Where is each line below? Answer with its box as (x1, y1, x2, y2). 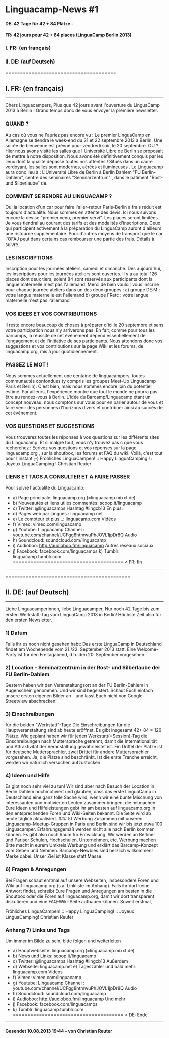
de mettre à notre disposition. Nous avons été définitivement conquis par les (5, 153, 163, 159)
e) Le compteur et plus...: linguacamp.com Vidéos (12, 516, 116, 522)
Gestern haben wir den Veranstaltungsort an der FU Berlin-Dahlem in (5, 682, 148, 688)
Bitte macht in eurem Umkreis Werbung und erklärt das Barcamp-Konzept (5, 842, 158, 848)
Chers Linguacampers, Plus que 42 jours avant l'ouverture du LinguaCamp (5, 102, 160, 108)
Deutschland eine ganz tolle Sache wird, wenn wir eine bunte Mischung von (5, 794, 162, 800)
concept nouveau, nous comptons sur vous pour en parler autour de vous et (5, 399, 163, 405)
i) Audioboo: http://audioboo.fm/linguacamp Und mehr (12, 996, 126, 1002)
